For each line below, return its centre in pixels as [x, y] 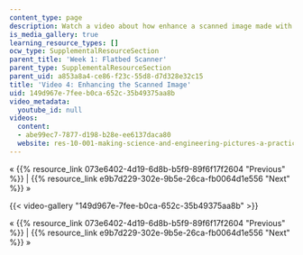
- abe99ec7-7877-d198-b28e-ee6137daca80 [94, 135]
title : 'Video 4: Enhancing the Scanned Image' [101, 85]
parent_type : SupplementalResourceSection [90, 68]
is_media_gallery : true [54, 34]
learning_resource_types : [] [64, 43]
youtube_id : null [50, 110]
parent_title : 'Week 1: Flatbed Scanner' [88, 59]
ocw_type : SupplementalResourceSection [84, 51]
